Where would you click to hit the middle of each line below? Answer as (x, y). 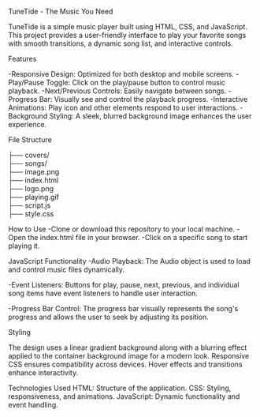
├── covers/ (29, 155)
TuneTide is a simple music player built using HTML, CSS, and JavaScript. (128, 26)
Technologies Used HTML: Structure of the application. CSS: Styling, (120, 388)
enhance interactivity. (43, 373)
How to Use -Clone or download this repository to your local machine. (122, 229)
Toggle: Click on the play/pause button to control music (136, 83)
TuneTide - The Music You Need (61, 11)
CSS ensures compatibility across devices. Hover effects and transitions (125, 364)
